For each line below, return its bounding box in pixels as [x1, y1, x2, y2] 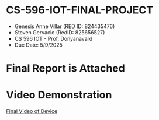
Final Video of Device [6, 108, 58, 115]
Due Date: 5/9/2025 [14, 41, 63, 48]
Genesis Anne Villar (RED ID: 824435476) [14, 23, 115, 30]
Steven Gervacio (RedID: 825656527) [14, 29, 105, 36]
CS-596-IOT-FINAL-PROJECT [6, 3, 154, 17]
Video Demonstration [6, 89, 112, 102]
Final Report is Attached [6, 62, 126, 75]
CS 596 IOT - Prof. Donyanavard [14, 35, 93, 42]
